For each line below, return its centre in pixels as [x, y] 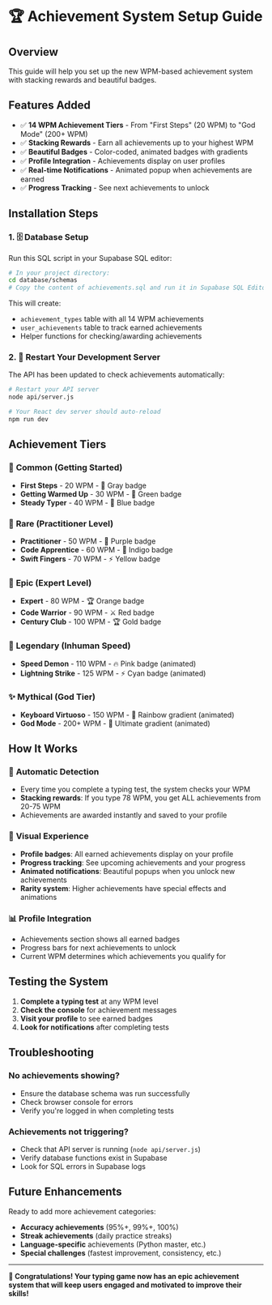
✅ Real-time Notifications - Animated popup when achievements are [136, 170]
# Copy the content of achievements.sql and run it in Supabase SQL [126, 288]
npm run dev [28, 420]
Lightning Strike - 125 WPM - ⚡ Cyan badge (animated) [113, 673]
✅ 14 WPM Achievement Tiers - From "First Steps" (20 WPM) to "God [138, 125]
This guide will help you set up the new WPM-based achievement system [131, 71]
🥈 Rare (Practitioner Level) [61, 523]
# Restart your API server [54, 390]
